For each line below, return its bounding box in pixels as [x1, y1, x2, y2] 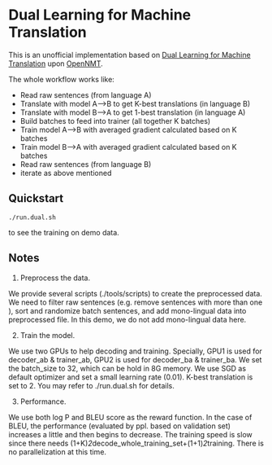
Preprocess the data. [19, 273, 91, 283]
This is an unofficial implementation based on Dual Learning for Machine [8, 50, 251, 59]
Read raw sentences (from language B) [19, 159, 152, 169]
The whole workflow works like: [8, 74, 115, 84]
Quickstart [8, 191, 64, 205]
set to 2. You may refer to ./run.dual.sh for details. [8, 380, 175, 390]
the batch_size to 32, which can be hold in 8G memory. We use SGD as [8, 363, 246, 373]
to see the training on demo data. [8, 227, 119, 237]
